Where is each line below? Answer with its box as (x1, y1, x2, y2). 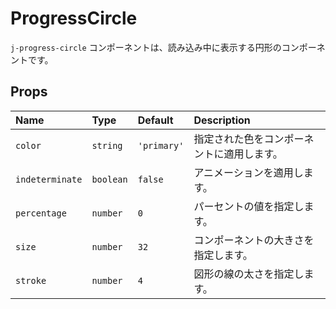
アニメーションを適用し (193, 165, 304, 179)
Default (137, 113, 174, 127)
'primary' (137, 140, 185, 151)
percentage (15, 207, 67, 219)
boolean (91, 173, 128, 185)
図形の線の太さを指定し (193, 267, 305, 281)
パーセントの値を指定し (193, 199, 305, 213)
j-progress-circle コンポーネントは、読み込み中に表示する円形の (10, 41, 282, 53)
